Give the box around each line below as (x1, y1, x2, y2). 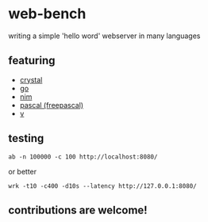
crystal (19, 75, 43, 84)
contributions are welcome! (8, 203, 148, 216)
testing (8, 132, 44, 145)
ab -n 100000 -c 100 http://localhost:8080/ (8, 152, 158, 161)
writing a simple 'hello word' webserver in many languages (8, 31, 201, 40)
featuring (8, 54, 56, 67)
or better (8, 166, 37, 176)
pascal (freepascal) (19, 100, 84, 109)
